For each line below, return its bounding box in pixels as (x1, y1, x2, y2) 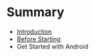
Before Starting (16, 34, 61, 43)
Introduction (16, 27, 52, 36)
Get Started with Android (16, 42, 89, 50)
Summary (6, 4, 64, 20)
